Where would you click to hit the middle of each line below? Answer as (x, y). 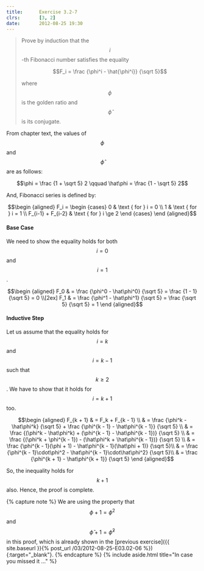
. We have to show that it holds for (49, 389)
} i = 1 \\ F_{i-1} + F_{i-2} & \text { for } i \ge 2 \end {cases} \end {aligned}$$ (102, 214)
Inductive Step (25, 318)
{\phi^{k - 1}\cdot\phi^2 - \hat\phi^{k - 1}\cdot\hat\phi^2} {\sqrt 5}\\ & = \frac (102, 452)
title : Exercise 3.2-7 (42, 12)
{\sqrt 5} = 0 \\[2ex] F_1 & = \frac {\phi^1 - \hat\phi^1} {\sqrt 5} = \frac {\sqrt (102, 297)
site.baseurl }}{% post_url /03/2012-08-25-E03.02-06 (74, 548)
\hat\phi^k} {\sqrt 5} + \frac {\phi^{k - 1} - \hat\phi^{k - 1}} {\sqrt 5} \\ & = (102, 426)
